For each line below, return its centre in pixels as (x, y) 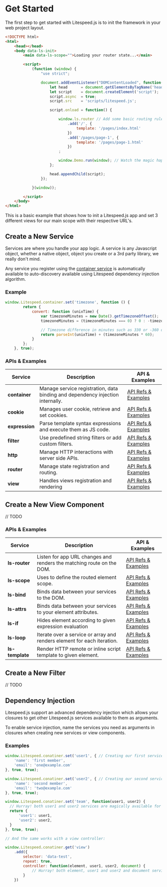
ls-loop (17, 638)
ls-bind (17, 595)
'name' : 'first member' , (40, 761)
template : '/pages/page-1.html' (110, 142)
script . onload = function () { (81, 110)
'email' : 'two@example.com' (43, 788)
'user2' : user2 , (35, 820)
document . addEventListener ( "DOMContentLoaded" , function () (103, 83)
